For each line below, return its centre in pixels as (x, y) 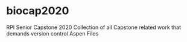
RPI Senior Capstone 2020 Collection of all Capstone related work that (94, 27)
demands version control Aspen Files (52, 33)
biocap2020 (38, 11)
